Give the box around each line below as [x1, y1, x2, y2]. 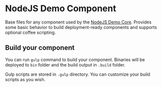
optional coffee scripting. [5, 29, 56, 35]
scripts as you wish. [5, 76, 46, 82]
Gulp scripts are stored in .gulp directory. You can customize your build [5, 71, 150, 77]
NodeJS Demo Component [5, 3, 117, 14]
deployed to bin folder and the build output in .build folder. [5, 62, 126, 67]
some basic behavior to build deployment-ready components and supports [5, 24, 157, 30]
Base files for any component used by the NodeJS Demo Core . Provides [5, 19, 152, 25]
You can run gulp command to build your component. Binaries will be [5, 57, 145, 63]
